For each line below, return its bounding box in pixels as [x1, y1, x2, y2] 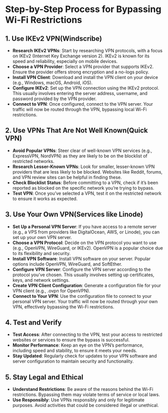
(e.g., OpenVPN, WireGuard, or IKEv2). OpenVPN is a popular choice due [12, 245, 163, 251]
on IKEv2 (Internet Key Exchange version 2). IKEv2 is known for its [12, 53, 149, 59]
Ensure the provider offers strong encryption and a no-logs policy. [12, 69, 149, 75]
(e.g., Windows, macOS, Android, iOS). [12, 79, 93, 86]
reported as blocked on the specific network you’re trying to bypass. [12, 185, 154, 191]
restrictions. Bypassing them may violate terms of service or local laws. [12, 391, 160, 398]
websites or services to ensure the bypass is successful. [12, 337, 130, 343]
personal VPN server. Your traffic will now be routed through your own [12, 298, 158, 304]
